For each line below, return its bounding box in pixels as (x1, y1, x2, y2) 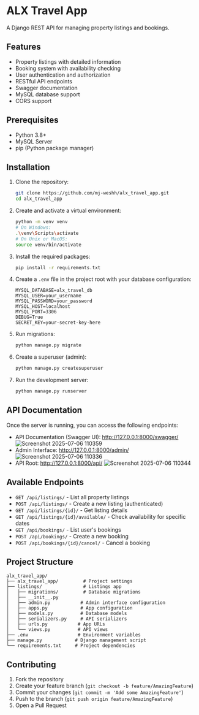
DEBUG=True (15, 314, 43, 321)
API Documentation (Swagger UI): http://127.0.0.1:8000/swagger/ (15, 433, 179, 440)
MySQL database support (15, 90, 81, 98)
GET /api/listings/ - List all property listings (15, 493, 130, 500)
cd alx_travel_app (15, 196, 62, 202)
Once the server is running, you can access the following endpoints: (6, 421, 179, 429)
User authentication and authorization (15, 71, 111, 78)
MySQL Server (15, 137, 53, 145)
